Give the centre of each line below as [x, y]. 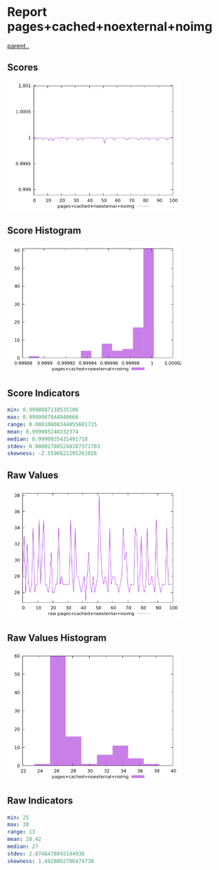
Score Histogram [44, 230]
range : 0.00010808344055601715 [52, 424]
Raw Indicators [40, 801]
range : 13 [21, 832]
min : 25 [18, 818]
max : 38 [18, 825]
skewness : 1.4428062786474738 [51, 861]
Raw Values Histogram [57, 638]
